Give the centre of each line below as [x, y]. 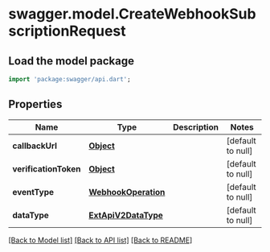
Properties [35, 104]
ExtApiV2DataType [125, 215]
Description [196, 127]
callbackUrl [35, 146]
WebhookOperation [127, 192]
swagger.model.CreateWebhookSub [132, 14]
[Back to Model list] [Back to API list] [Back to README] [100, 240]
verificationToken [47, 168]
